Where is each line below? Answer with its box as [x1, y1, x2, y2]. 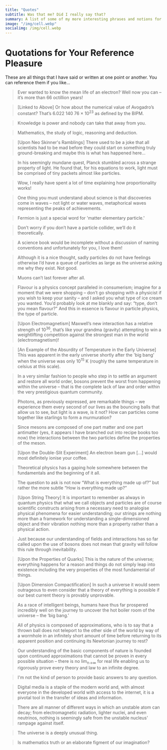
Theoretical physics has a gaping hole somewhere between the [17, 465, 148, 471]
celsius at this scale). [17, 364, 61, 370]
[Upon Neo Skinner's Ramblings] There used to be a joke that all [17, 139, 150, 145]
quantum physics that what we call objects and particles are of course [17, 500, 162, 506]
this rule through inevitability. [17, 546, 77, 553]
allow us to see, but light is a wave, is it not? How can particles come [17, 409, 159, 415]
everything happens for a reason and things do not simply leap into [17, 561, 156, 568]
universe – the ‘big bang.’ [17, 613, 69, 619]
